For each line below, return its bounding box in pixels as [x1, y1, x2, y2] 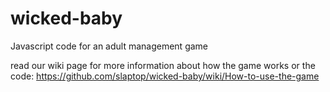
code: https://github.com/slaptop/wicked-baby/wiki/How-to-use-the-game [10, 70, 320, 82]
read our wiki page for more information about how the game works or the [10, 59, 316, 71]
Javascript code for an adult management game [10, 40, 209, 52]
